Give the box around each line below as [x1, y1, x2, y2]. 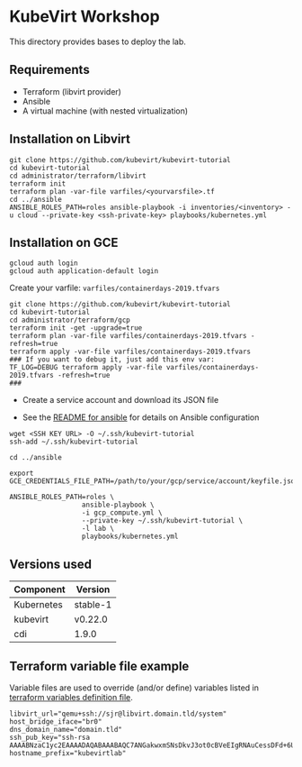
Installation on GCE [9, 234, 119, 250]
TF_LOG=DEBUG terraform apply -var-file [9, 363, 164, 372]
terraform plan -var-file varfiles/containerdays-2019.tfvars [9, 332, 247, 341]
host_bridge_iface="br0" [9, 717, 102, 726]
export [9, 469, 34, 479]
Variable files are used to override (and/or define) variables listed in [9, 682, 259, 693]
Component [13, 583, 66, 596]
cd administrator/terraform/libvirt [9, 171, 147, 180]
